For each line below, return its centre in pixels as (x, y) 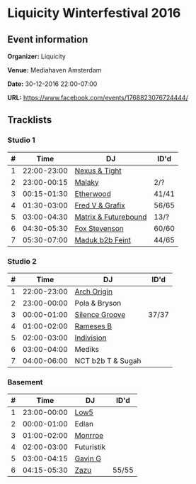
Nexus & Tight (98, 171)
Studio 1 (21, 140)
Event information (48, 39)
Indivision (91, 338)
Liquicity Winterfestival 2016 (94, 13)
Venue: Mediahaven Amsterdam (54, 70)
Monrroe (89, 436)
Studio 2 (22, 261)
